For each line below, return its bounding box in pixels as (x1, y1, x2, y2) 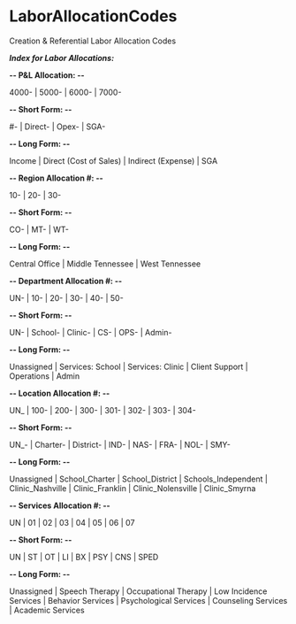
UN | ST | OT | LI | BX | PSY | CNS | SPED (9, 551, 159, 562)
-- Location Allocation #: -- (9, 388, 110, 398)
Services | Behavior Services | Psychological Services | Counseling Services (9, 595, 288, 605)
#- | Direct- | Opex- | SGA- (9, 121, 106, 132)
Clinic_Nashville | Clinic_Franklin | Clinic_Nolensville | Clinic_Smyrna (9, 482, 256, 493)
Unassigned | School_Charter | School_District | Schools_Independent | (9, 474, 268, 484)
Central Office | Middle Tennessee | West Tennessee (9, 258, 201, 269)
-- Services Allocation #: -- (9, 500, 110, 511)
